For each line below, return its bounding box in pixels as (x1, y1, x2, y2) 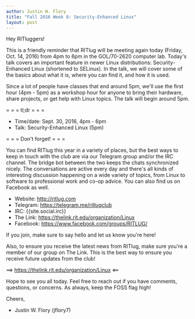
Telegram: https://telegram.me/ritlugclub (14, 202, 112, 209)
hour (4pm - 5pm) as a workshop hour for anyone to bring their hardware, (6, 89, 183, 96)
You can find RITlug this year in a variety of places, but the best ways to (6, 147, 179, 154)
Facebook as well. (6, 184, 49, 191)
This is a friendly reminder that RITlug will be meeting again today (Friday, (6, 47, 183, 54)
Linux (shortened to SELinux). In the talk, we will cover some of (31, 65, 183, 72)
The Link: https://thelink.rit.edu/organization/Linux (14, 214, 135, 221)
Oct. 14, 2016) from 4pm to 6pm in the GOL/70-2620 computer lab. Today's (6, 53, 187, 60)
